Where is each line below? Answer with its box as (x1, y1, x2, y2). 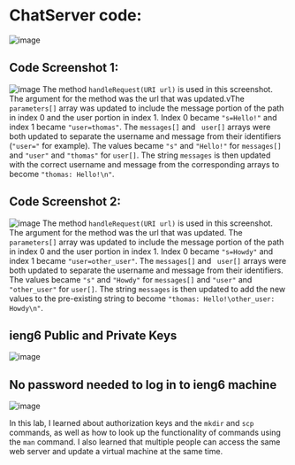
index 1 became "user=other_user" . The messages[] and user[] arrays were (9, 255, 287, 266)
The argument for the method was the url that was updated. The (9, 227, 243, 237)
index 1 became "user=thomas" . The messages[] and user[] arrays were (9, 121, 271, 132)
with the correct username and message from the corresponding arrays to (9, 159, 280, 169)
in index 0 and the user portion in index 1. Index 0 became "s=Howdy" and (9, 245, 274, 257)
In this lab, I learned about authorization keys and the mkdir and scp (9, 418, 254, 429)
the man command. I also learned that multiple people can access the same (9, 437, 281, 447)
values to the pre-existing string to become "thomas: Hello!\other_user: (9, 293, 276, 304)
